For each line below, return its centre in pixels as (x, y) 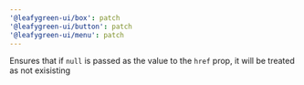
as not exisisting (40, 70)
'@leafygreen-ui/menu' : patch (67, 35)
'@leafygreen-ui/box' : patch (65, 18)
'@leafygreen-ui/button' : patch (71, 27)
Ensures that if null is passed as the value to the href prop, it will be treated (152, 61)
